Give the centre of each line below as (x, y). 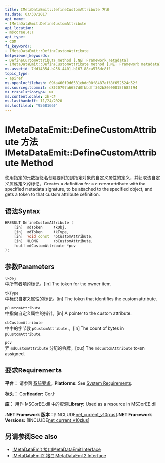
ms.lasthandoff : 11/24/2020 (34, 101)
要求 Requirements (34, 370)
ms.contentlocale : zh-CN (30, 96)
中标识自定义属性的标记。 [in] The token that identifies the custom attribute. (81, 299)
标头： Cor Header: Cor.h (30, 394)
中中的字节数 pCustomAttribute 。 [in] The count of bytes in (65, 328)
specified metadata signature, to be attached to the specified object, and (79, 189)
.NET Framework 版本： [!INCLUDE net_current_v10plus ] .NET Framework (79, 414)
